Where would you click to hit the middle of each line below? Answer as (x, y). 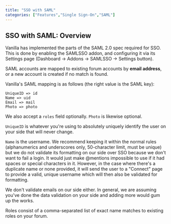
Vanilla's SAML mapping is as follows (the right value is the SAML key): (80, 84)
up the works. (20, 201)
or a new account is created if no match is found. (57, 74)
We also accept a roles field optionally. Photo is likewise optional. (74, 116)
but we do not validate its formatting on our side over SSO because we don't (86, 153)
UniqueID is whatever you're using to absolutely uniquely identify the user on (86, 127)
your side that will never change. (40, 132)
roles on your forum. (27, 216)
